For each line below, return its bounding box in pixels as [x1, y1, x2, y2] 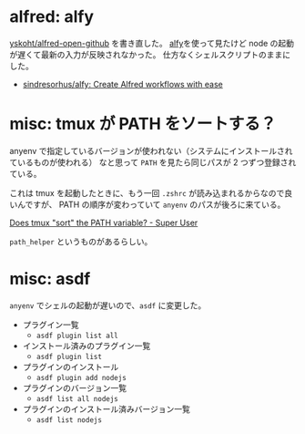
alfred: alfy [9, 6, 94, 27]
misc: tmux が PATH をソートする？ [9, 114, 277, 134]
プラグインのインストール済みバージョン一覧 [22, 403, 191, 414]
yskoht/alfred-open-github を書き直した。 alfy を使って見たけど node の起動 [9, 37, 294, 48]
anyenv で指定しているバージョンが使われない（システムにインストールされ [9, 145, 293, 156]
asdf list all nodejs [36, 394, 118, 403]
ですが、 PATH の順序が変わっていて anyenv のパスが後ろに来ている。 [25, 199, 286, 210]
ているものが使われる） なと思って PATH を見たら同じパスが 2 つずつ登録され [9, 157, 297, 168]
